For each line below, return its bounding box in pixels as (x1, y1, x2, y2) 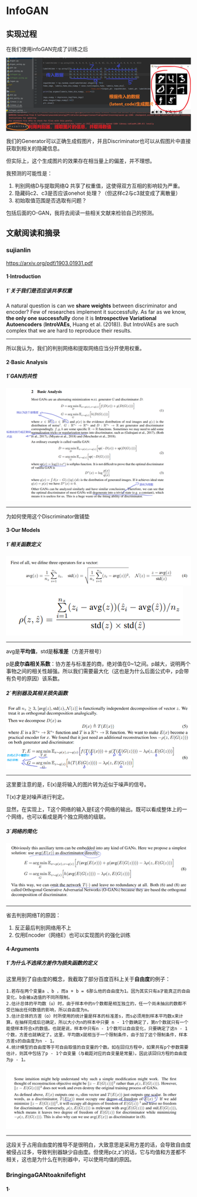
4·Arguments (6, 945, 39, 952)
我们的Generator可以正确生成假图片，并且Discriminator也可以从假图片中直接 (6, 137, 191, 144)
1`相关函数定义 (6, 541, 42, 548)
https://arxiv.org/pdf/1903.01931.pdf (6, 259, 93, 266)
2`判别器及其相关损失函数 (6, 689, 68, 696)
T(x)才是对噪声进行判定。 (6, 794, 67, 801)
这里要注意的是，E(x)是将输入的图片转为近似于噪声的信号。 (6, 781, 150, 788)
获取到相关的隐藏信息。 (6, 145, 63, 152)
